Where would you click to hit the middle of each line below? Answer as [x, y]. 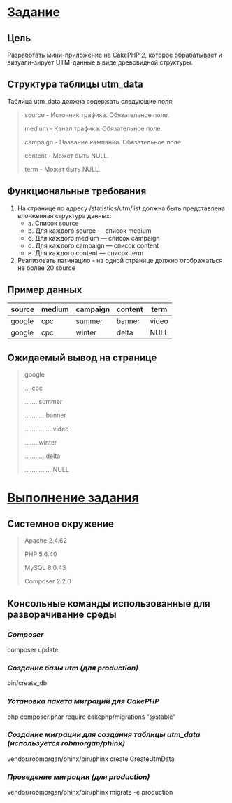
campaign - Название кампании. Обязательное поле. [103, 142]
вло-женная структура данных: [64, 215]
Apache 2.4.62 [46, 541]
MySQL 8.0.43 [45, 568]
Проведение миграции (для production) [79, 777]
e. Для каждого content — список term [86, 252]
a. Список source [53, 223]
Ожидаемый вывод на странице [82, 357]
